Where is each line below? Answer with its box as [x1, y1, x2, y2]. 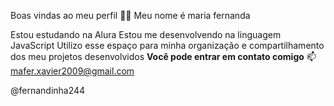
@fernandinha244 [10, 85, 86, 96]
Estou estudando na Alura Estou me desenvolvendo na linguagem [10, 29, 282, 40]
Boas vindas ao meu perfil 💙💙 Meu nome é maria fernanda [10, 10, 251, 21]
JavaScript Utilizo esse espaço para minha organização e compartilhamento [10, 40, 325, 51]
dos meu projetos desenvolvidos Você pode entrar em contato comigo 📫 [10, 51, 317, 62]
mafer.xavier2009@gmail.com [10, 65, 135, 77]
